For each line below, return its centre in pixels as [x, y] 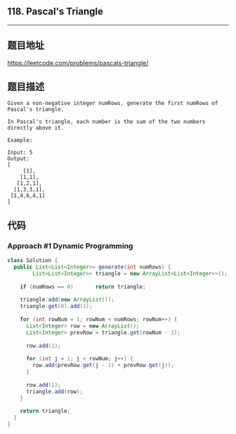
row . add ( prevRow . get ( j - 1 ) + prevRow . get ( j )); [103, 366]
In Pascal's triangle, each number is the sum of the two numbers [106, 122]
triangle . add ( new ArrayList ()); [67, 300]
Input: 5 [20, 153]
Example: [20, 140]
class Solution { [33, 261]
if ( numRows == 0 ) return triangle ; [83, 287]
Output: [19, 159]
